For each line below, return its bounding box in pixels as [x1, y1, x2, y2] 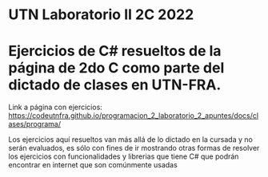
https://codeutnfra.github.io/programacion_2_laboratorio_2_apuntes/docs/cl [8, 111, 258, 120]
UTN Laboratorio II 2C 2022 [8, 6, 194, 24]
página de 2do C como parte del [8, 59, 225, 77]
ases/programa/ [8, 120, 62, 129]
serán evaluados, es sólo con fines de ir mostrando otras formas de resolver [8, 144, 260, 153]
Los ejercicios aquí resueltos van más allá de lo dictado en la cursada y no [8, 135, 254, 144]
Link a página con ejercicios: [8, 102, 102, 112]
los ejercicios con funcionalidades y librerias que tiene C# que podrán [8, 151, 239, 161]
